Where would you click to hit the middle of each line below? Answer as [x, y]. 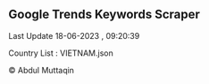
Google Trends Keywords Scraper [104, 15]
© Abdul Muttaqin [42, 70]
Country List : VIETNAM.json [61, 53]
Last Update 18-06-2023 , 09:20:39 [74, 35]
